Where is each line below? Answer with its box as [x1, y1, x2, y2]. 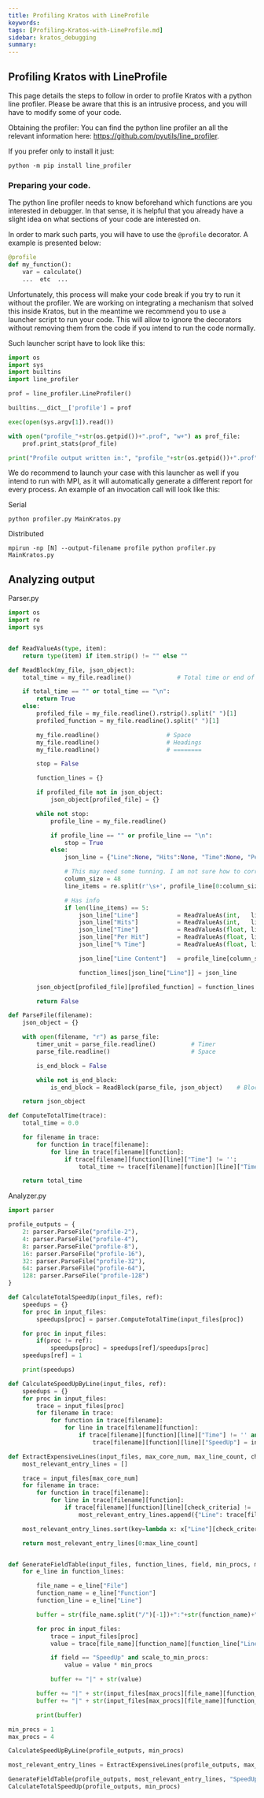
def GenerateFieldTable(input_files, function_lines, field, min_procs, [8, 1560, 251, 1568]
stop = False [36, 760, 79, 768]
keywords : [8, 19, 41, 27]
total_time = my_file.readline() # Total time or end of [22, 673, 255, 681]
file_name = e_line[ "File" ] [36, 1582, 128, 1590]
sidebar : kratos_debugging [8, 33, 97, 42]
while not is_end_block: [36, 1076, 118, 1084]
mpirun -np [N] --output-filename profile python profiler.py [8, 544, 216, 552]
